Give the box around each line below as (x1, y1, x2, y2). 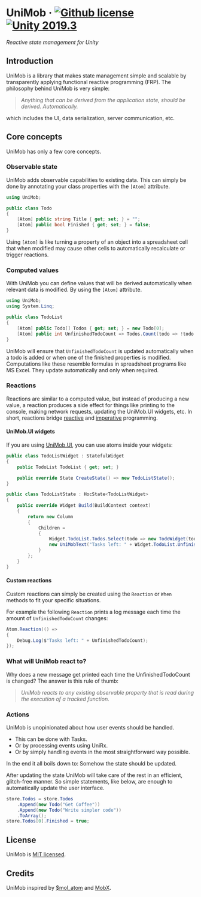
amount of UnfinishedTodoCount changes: (6, 614, 108, 621)
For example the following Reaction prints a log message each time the (6, 608, 181, 615)
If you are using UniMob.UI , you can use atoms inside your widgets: (6, 441, 173, 448)
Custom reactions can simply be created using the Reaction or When (6, 590, 172, 597)
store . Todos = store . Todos (6, 796, 74, 802)
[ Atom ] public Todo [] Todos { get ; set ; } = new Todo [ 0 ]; (17, 325, 165, 331)
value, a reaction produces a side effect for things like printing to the (6, 401, 175, 408)
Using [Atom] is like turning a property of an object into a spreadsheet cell (6, 238, 188, 246)
